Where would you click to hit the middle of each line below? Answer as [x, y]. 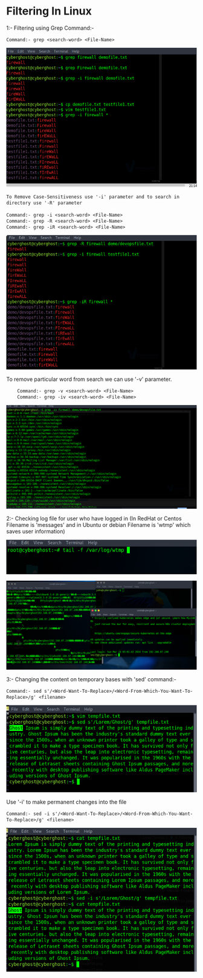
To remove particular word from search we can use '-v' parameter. [89, 379]
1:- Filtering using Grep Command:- [50, 28]
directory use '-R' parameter [44, 203]
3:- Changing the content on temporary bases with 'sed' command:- [91, 679]
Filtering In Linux [49, 11]
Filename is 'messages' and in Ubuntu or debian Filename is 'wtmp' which [98, 524]
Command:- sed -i [28, 814]
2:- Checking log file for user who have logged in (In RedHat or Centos [94, 518]
